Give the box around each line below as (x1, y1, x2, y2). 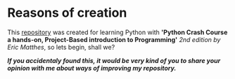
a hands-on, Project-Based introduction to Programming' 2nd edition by (7, 35, 221, 43)
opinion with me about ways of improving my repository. (7, 64, 177, 72)
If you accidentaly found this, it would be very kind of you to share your (7, 56, 221, 64)
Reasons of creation (7, 5, 127, 21)
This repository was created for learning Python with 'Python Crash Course (7, 28, 228, 36)
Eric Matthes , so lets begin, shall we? (7, 43, 115, 51)
